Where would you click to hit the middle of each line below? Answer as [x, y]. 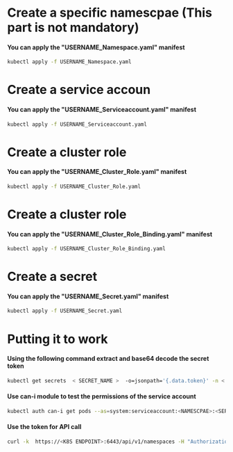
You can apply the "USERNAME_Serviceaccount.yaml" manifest [102, 110]
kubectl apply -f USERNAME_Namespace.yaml [69, 62]
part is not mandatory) [73, 27]
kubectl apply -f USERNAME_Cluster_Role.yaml [74, 186]
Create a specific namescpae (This [110, 13]
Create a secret [52, 277]
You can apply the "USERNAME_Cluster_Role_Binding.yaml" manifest [110, 234]
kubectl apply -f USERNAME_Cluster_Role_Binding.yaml [87, 249]
